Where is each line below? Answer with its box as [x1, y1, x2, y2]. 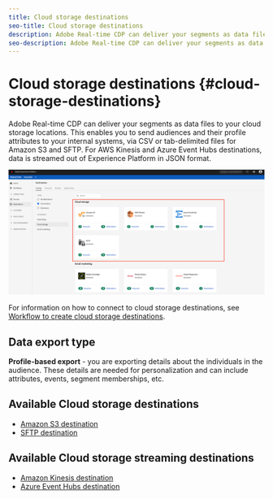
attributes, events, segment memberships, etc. [8, 374, 165, 384]
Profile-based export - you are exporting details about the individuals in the [8, 357, 263, 367]
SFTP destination [19, 427, 78, 437]
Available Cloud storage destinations [8, 397, 199, 411]
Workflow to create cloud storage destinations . [8, 311, 166, 321]
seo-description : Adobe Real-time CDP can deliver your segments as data [8, 39, 264, 47]
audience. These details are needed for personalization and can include [8, 366, 249, 375]
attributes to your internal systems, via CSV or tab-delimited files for [8, 137, 237, 146]
